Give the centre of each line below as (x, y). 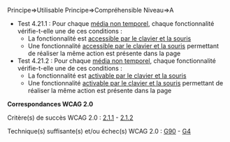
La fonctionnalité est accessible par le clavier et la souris (109, 38)
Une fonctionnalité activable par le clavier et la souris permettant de (125, 83)
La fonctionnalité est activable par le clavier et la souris (107, 76)
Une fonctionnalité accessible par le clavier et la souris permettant (123, 46)
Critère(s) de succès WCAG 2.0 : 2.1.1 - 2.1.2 (71, 118)
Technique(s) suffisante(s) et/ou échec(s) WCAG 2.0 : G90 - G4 (99, 131)
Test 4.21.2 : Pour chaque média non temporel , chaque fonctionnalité (117, 61)
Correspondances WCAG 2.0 (50, 104)
